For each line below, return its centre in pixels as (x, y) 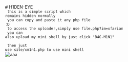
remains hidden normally (30, 16)
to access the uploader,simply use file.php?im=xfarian (65, 29)
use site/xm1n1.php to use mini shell (44, 50)
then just (17, 46)
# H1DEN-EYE (19, 7)
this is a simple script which (39, 12)
